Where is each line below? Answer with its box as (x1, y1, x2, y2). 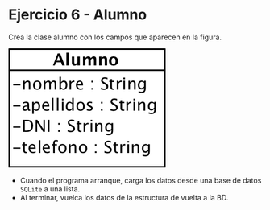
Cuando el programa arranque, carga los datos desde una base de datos (19, 175, 262, 185)
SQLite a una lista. (19, 183, 81, 194)
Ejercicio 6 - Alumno (8, 6, 147, 24)
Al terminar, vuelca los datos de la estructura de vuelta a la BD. (19, 192, 229, 202)
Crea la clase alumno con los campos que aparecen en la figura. (8, 32, 222, 42)
